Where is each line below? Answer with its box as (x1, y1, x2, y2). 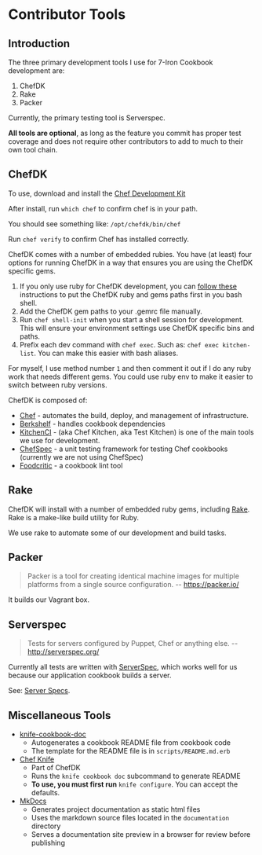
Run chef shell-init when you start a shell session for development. (19, 314, 244, 324)
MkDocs (19, 796, 47, 806)
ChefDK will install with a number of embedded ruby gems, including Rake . (8, 505, 250, 514)
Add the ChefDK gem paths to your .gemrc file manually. (19, 306, 202, 316)
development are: (8, 66, 65, 75)
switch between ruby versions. (8, 380, 107, 390)
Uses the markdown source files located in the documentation (31, 813, 230, 823)
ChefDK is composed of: (8, 395, 88, 405)
